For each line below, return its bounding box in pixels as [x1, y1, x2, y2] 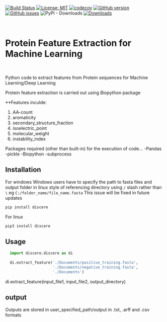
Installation [5, 166, 41, 174]
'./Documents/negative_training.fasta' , [52, 265, 138, 270]
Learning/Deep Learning [5, 79, 56, 86]
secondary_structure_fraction [12, 120, 73, 126]
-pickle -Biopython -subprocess [5, 151, 72, 157]
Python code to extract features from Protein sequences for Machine [5, 74, 148, 80]
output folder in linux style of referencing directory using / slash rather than [5, 184, 162, 190]
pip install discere [5, 204, 49, 210]
